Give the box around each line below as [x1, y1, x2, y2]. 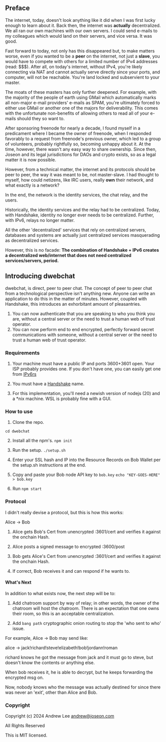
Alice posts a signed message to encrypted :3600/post [12, 543, 125, 549]
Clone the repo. [12, 419, 45, 425]
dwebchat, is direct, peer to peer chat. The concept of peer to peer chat [5, 285, 152, 291]
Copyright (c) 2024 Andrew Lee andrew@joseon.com [5, 713, 114, 719]
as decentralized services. [5, 237, 59, 243]
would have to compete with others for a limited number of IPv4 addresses [5, 58, 158, 64]
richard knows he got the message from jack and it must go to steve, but [5, 654, 154, 660]
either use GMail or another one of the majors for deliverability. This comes [5, 105, 159, 111]
